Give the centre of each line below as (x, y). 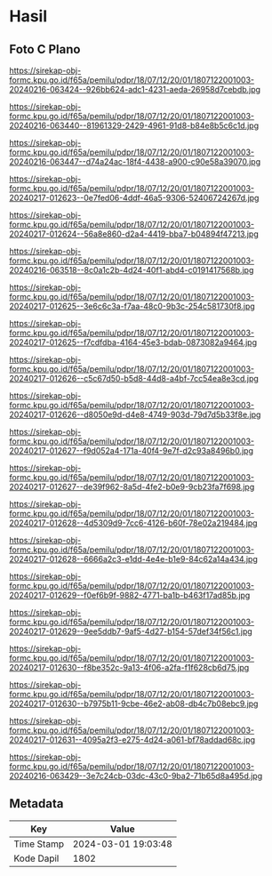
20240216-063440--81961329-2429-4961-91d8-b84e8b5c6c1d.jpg (134, 125)
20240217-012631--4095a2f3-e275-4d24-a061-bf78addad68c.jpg (132, 739)
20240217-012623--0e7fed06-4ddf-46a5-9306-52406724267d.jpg (134, 198)
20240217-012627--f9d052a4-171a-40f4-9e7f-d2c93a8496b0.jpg (131, 450)
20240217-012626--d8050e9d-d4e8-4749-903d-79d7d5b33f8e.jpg (135, 414)
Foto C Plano (45, 49)
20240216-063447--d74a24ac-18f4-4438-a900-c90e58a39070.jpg (135, 161)
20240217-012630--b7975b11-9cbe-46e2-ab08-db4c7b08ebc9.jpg (134, 703)
